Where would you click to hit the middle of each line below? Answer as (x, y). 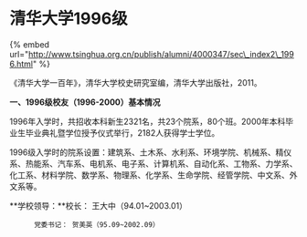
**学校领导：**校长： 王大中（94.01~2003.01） (98, 205)
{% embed (30, 44)
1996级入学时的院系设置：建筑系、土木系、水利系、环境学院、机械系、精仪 (151, 152)
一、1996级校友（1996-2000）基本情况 (85, 102)
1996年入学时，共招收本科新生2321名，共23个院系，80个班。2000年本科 (148, 121)
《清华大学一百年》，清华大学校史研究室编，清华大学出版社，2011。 (136, 82)
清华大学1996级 (69, 19)
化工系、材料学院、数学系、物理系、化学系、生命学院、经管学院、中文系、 (149, 175)
